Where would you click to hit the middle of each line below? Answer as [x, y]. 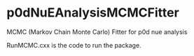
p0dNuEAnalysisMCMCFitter [93, 13]
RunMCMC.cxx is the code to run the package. [74, 45]
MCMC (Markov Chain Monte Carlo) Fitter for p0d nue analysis [97, 32]
